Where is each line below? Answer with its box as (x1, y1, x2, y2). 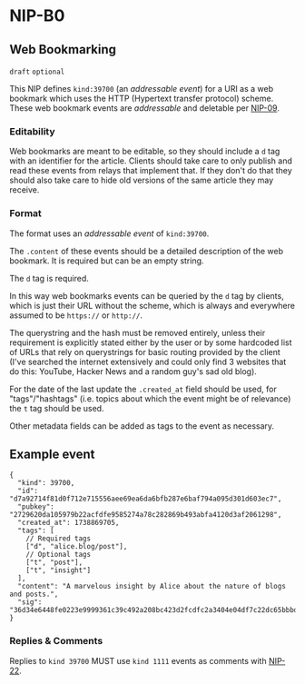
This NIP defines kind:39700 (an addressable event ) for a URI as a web (9, 84, 274, 94)
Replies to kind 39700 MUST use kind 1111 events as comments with (9, 655, 267, 666)
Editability (9, 124, 56, 137)
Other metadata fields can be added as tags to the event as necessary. (9, 420, 275, 431)
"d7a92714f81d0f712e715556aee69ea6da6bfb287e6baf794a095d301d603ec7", (9, 494, 282, 504)
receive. (9, 184, 40, 195)
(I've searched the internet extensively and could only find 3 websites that (9, 356, 287, 367)
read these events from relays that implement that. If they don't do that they (9, 165, 292, 176)
